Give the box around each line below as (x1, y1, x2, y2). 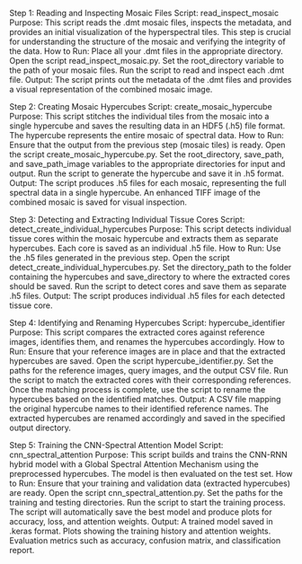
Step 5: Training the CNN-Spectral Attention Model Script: (9, 440, 224, 450)
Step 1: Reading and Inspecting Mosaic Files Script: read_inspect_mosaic (9, 8, 280, 18)
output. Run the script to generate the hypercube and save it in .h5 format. (9, 168, 285, 179)
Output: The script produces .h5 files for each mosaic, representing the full (9, 178, 287, 188)
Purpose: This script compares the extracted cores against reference (9, 327, 265, 338)
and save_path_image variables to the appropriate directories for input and (9, 159, 286, 169)
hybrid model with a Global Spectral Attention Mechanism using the (9, 459, 259, 470)
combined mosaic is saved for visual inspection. (9, 197, 187, 207)
